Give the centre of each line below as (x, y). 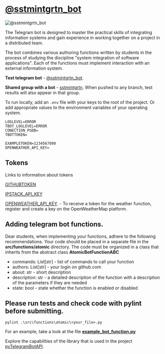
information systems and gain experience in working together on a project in (82, 38)
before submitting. (34, 311)
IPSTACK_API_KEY (24, 194)
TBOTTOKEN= (16, 134)
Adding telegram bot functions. (54, 224)
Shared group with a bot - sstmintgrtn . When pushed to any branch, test (79, 87)
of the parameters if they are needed (49, 282)
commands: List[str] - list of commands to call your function (73, 262)
